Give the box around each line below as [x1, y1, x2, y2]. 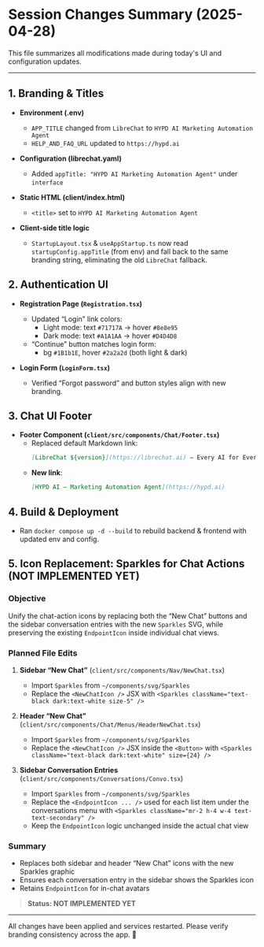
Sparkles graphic [19, 867, 75, 876]
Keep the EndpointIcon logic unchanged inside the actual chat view [31, 821, 249, 830]
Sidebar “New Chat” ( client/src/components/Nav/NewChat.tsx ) [19, 665, 225, 674]
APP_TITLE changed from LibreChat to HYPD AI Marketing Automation [31, 123, 254, 132]
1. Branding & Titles [8, 87, 104, 100]
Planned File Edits [8, 648, 78, 659]
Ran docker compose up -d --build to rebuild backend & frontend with [19, 525, 247, 535]
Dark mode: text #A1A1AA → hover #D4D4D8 [42, 331, 178, 340]
